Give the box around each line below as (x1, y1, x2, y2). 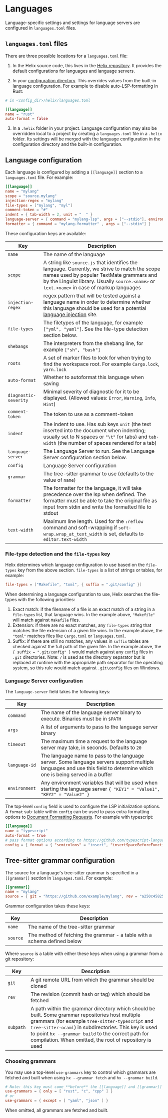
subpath (7, 1025, 26, 1030)
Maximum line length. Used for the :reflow (43, 517, 143, 524)
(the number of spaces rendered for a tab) (57, 439, 157, 446)
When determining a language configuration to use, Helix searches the (5, 591, 151, 597)
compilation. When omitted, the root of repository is (30, 1036, 151, 1043)
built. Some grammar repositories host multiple (30, 1011, 141, 1018)
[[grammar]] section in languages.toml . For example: (5, 875, 113, 881)
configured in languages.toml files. (5, 25, 76, 31)
